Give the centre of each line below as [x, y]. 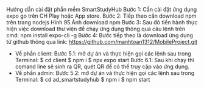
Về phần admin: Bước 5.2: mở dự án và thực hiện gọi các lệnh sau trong [105, 73]
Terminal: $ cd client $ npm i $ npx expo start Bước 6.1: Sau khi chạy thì [105, 60]
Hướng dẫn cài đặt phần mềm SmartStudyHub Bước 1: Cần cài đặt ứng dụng [102, 9]
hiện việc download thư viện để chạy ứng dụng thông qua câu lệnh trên [96, 29]
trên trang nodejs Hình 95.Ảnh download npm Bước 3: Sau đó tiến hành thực [102, 22]
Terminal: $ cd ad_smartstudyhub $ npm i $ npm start [83, 80]
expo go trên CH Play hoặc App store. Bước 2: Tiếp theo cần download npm [101, 16]
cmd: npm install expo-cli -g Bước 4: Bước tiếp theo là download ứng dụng [100, 35]
